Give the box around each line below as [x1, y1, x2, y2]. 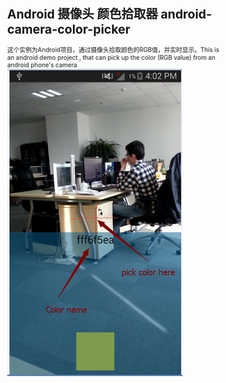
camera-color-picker [7, 22, 131, 38]
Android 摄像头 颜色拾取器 [7, 6, 159, 22]
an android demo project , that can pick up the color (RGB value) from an [7, 53, 216, 61]
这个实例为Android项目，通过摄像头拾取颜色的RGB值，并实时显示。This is [7, 45, 220, 54]
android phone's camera [7, 60, 78, 69]
